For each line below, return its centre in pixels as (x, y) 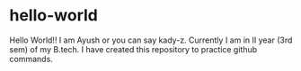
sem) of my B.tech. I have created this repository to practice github (133, 49)
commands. (31, 59)
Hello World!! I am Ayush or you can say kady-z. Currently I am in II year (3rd (151, 40)
